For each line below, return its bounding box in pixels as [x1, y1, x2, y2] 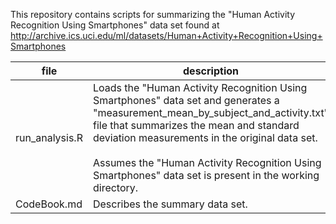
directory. [92, 181, 139, 194]
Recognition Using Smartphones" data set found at [10, 19, 220, 31]
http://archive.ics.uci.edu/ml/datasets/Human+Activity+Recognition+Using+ [10, 30, 323, 41]
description [183, 64, 239, 78]
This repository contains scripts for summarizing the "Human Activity [10, 9, 296, 20]
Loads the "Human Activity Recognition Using [92, 81, 308, 94]
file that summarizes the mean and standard [92, 119, 300, 132]
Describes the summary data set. [92, 197, 248, 211]
